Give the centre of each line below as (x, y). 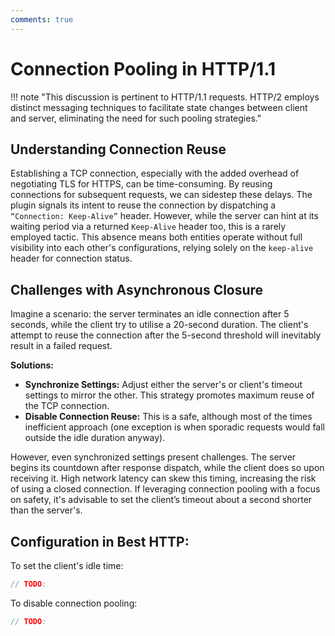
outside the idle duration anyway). (95, 438)
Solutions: (32, 365)
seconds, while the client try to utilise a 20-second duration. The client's (159, 325)
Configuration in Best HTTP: (100, 541)
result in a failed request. (61, 346)
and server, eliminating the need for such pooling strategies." (136, 118)
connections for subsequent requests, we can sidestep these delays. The (161, 195)
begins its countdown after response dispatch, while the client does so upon (167, 468)
